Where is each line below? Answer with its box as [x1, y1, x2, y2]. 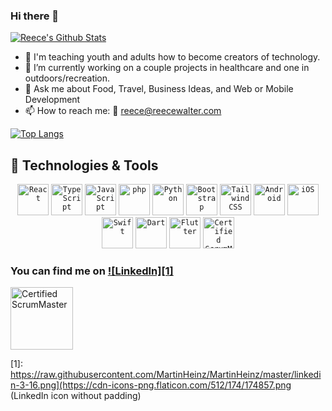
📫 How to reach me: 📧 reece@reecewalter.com [24, 105, 222, 117]
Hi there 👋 [10, 9, 60, 23]
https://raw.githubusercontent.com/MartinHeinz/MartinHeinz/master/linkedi [10, 369, 322, 381]
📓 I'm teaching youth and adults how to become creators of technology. [24, 51, 321, 63]
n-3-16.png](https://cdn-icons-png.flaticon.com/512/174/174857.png [10, 379, 292, 391]
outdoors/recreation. [24, 72, 111, 84]
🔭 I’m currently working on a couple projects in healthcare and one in [24, 62, 310, 74]
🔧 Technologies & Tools [10, 157, 159, 174]
